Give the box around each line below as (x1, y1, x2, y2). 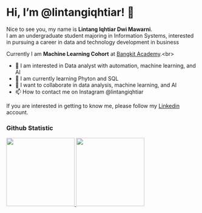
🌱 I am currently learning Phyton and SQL (15, 75, 119, 82)
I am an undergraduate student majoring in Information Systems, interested (6, 32, 194, 39)
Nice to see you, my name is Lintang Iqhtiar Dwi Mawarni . (6, 25, 153, 33)
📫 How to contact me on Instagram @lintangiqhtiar (15, 88, 144, 95)
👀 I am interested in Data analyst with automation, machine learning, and (15, 62, 196, 69)
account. (6, 109, 29, 116)
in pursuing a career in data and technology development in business (6, 38, 180, 46)
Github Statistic (6, 124, 53, 132)
